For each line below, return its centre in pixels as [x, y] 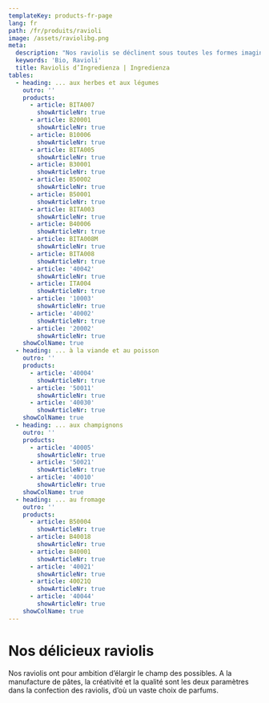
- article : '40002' [62, 313]
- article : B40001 [60, 552]
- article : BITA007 [62, 105]
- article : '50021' [62, 462]
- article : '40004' [62, 373]
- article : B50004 [60, 522]
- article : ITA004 [60, 284]
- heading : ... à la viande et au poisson [87, 351]
